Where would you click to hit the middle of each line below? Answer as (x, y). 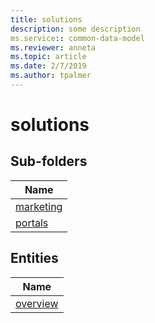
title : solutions (46, 19)
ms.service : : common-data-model (77, 38)
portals (32, 223)
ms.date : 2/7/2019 (48, 66)
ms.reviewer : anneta (53, 47)
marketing (39, 206)
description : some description (75, 29)
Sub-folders (49, 161)
